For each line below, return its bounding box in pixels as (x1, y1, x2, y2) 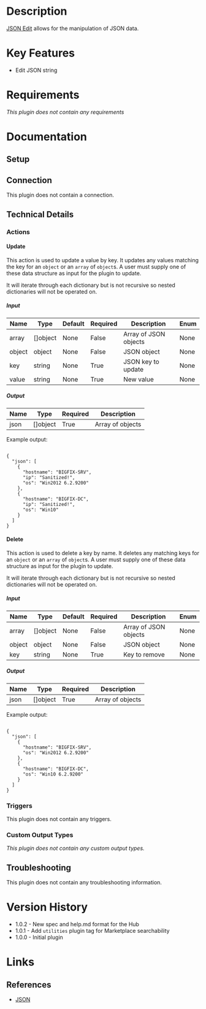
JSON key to (123, 357, 159, 366)
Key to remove (123, 650, 166, 658)
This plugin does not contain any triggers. (6, 816, 112, 823)
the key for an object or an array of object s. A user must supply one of (6, 263, 186, 270)
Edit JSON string (15, 66, 58, 74)
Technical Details (6, 209, 74, 219)
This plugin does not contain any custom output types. (6, 844, 145, 852)
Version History (6, 900, 88, 914)
